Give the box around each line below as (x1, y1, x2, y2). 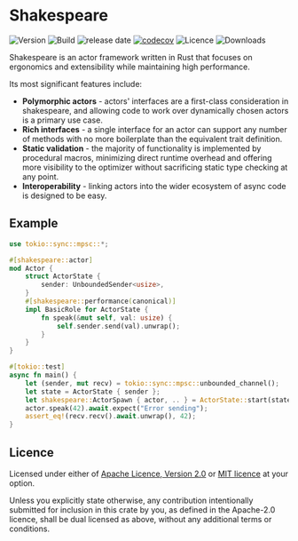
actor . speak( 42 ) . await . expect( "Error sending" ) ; (25, 403, 208, 413)
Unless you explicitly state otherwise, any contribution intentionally (9, 495, 254, 505)
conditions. (9, 523, 51, 534)
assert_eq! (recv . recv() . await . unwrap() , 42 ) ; (25, 412, 197, 421)
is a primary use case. (21, 115, 104, 125)
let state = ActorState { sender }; (25, 387, 161, 396)
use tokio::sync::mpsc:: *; (9, 239, 109, 249)
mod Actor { (9, 264, 53, 273)
